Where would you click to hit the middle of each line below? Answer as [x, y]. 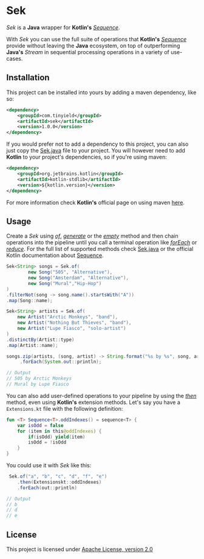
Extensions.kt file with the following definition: [65, 408]
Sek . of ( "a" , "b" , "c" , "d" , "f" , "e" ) [58, 477]
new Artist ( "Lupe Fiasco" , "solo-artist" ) [72, 329]
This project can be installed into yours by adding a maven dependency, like [101, 92]
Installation [28, 77]
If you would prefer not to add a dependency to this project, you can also [97, 144]
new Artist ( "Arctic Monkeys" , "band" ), [68, 317]
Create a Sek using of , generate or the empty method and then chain [92, 236]
